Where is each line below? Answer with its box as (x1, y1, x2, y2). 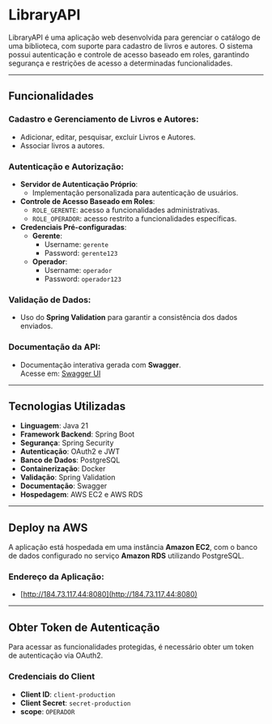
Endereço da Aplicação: (8, 571, 104, 582)
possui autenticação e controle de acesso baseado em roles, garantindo (8, 49, 249, 59)
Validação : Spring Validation (19, 472, 116, 483)
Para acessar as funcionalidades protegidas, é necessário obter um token (8, 642, 254, 652)
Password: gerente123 (44, 248, 118, 258)
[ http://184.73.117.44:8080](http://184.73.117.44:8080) (19, 590, 198, 599)
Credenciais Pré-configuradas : (19, 222, 127, 232)
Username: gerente (44, 239, 109, 249)
